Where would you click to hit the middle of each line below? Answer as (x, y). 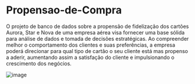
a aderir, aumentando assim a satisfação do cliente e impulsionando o (90, 57)
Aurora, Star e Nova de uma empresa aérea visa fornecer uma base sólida (95, 32)
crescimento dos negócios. (39, 63)
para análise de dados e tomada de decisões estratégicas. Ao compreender (97, 38)
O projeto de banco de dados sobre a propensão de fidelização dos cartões (97, 26)
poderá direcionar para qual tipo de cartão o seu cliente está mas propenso (97, 51)
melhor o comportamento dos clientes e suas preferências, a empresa (91, 45)
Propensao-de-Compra (64, 10)
